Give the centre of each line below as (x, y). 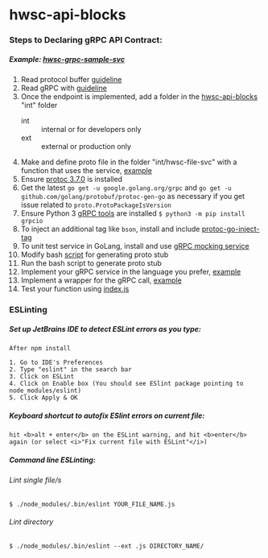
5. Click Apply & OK (44, 397)
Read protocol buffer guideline (71, 80)
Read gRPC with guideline (64, 88)
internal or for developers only (91, 130)
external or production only (86, 147)
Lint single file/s (35, 480)
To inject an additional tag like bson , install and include (110, 229)
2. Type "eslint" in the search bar (70, 369)
